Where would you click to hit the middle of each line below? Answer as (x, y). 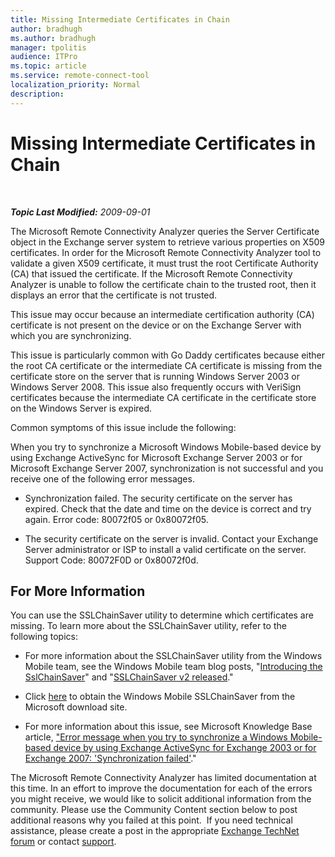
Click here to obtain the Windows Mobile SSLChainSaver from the (160, 697)
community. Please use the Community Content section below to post (154, 810)
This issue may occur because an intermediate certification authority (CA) (162, 314)
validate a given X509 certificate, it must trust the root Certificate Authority (164, 263)
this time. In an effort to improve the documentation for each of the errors (161, 788)
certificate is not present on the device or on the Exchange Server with (156, 325)
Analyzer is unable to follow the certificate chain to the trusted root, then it (163, 284)
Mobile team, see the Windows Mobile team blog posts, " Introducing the (173, 667)
